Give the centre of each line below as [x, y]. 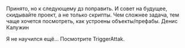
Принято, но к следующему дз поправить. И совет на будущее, [87, 9]
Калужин [18, 27]
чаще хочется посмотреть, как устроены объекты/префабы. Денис [92, 21]
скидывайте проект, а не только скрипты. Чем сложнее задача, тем [93, 15]
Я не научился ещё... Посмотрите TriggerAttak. [65, 39]
